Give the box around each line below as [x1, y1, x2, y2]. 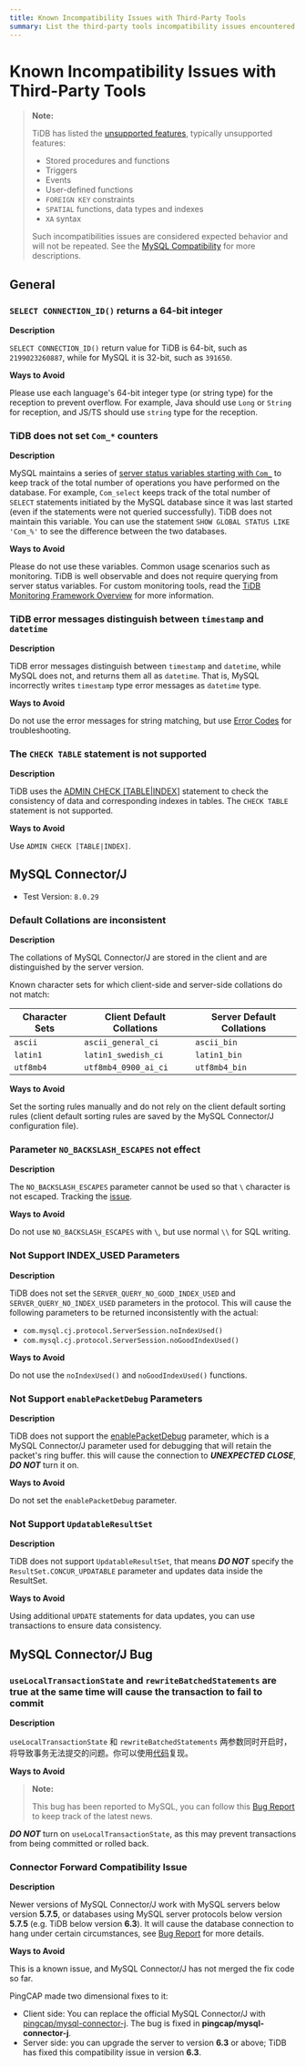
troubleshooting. [9, 725, 71, 736]
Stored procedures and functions [45, 156, 170, 167]
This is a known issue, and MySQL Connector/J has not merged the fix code [9, 1963, 295, 1974]
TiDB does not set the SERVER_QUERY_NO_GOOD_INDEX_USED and [9, 1288, 236, 1298]
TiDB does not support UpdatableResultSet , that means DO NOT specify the [9, 1556, 294, 1567]
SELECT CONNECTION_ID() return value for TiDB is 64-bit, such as [9, 342, 248, 353]
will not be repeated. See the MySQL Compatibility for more [31, 240, 256, 251]
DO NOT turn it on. [9, 1460, 79, 1471]
